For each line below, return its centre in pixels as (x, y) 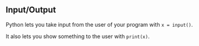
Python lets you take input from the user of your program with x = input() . (99, 24)
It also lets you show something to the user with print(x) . (78, 36)
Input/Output (31, 10)
